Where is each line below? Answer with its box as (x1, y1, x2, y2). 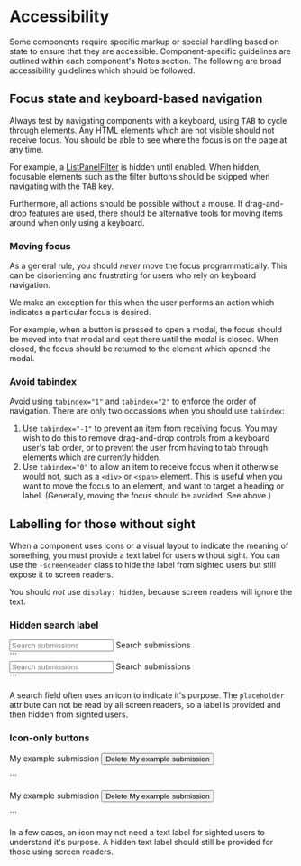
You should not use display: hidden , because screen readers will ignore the (9, 587, 293, 598)
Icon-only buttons (9, 731, 90, 744)
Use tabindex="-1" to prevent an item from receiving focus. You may (22, 423, 278, 434)
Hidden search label (9, 619, 99, 631)
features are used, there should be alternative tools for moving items (28, 208, 284, 219)
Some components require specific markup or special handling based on (9, 36, 279, 47)
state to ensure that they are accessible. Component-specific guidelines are (9, 45, 291, 56)
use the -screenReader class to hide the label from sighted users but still (9, 560, 277, 571)
